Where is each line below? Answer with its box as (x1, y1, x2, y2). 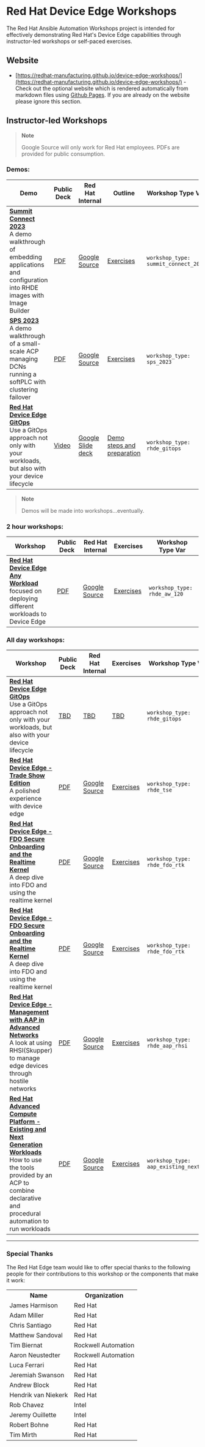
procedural (9, 1209, 41, 1218)
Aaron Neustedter (9, 1351, 61, 1359)
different (9, 602, 34, 611)
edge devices (9, 1062, 49, 1070)
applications (9, 260, 45, 269)
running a (9, 369, 37, 378)
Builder (9, 306, 30, 315)
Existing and (9, 1125, 47, 1134)
